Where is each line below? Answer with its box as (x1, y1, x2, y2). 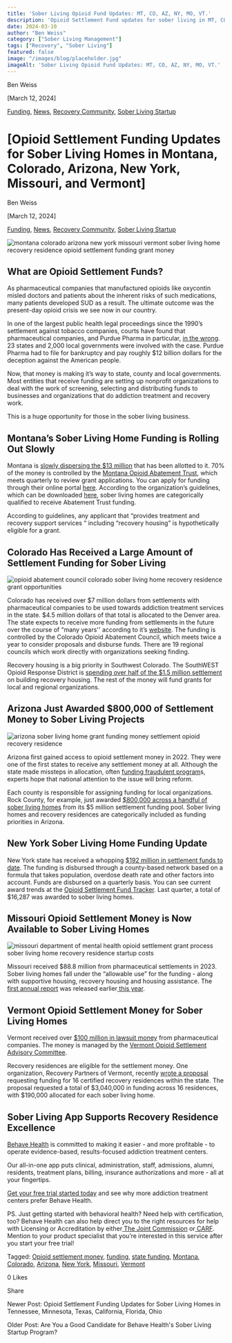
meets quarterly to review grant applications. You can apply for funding (7, 476, 210, 484)
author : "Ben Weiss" (7, 29, 67, 37)
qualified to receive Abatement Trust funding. (7, 498, 137, 506)
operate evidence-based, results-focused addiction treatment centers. (7, 1147, 209, 1156)
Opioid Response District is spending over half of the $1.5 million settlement (7, 668, 222, 676)
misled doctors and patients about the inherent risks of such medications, (7, 292, 217, 300)
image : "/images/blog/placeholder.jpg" (7, 55, 122, 62)
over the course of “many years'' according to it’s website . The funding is (7, 626, 216, 634)
